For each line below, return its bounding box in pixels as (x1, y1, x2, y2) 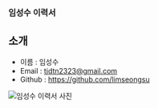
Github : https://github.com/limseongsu (19, 74, 150, 84)
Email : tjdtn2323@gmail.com (19, 66, 118, 75)
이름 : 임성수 (19, 57, 59, 66)
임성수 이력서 (8, 6, 56, 18)
